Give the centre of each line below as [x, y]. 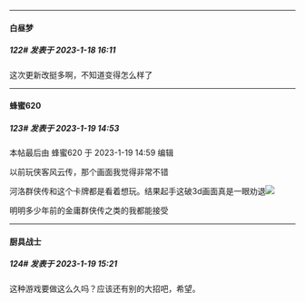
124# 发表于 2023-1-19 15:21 [64, 264]
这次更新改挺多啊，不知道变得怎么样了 [81, 74]
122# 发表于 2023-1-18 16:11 [63, 50]
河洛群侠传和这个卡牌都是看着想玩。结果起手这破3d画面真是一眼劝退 [138, 191]
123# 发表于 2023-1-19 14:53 [64, 128]
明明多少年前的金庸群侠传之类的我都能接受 [89, 210]
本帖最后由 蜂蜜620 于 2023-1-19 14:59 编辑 [92, 153]
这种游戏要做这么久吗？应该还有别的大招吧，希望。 [105, 288]
